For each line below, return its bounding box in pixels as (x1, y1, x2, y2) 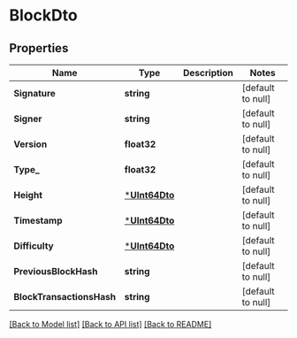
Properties (9, 41, 69, 56)
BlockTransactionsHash (13, 291, 117, 303)
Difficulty (13, 240, 55, 252)
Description (182, 67, 234, 79)
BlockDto (9, 5, 78, 26)
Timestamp (13, 214, 64, 227)
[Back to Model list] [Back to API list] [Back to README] (9, 319, 212, 329)
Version (13, 138, 48, 150)
